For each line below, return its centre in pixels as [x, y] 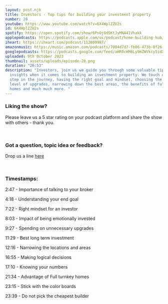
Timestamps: [22, 179]
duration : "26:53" [24, 65]
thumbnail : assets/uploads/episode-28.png [50, 61]
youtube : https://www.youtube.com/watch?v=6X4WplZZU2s [63, 24]
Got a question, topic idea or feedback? [54, 145]
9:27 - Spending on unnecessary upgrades [49, 228]
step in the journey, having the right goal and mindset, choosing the [86, 79]
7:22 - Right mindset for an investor [42, 209]
